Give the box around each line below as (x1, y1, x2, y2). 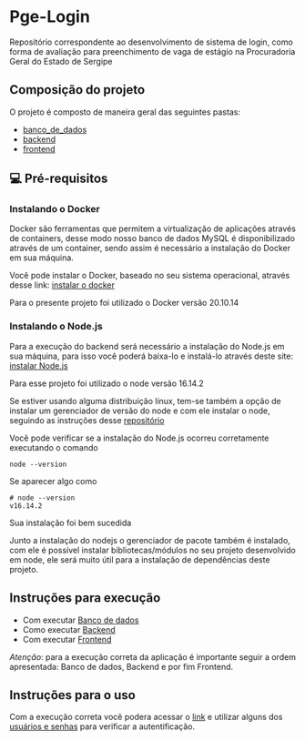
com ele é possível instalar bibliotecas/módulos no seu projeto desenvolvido (9, 544, 296, 555)
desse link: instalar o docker (9, 279, 116, 290)
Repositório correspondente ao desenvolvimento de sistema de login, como (9, 36, 293, 47)
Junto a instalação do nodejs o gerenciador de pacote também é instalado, (9, 534, 291, 545)
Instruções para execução (9, 590, 161, 606)
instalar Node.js (9, 360, 68, 370)
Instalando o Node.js (9, 320, 103, 333)
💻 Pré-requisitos (9, 171, 108, 187)
